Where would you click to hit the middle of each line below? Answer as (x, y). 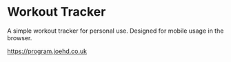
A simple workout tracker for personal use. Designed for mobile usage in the (115, 31)
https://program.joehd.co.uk (47, 51)
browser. (20, 37)
